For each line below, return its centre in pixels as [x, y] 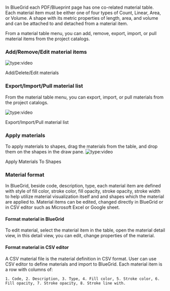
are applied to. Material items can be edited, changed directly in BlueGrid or [84, 202]
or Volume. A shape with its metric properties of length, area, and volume [82, 18]
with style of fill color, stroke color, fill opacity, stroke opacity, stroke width [83, 191]
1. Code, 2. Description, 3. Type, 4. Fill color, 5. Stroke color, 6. [82, 279]
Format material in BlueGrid [35, 219]
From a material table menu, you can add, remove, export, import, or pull [81, 33]
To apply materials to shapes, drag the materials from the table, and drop [81, 146]
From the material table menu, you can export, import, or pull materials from [84, 97]
